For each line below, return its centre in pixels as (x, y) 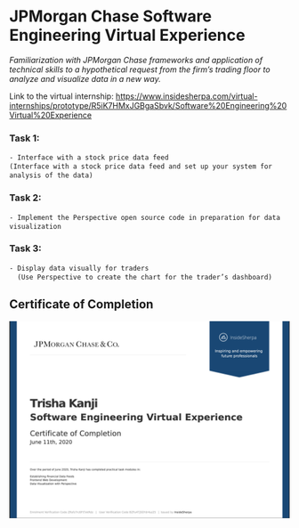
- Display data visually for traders (79, 268)
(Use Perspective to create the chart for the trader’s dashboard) (145, 277)
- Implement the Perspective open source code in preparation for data (145, 217)
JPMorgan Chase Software (110, 16)
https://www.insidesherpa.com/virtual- (186, 96)
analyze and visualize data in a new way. (85, 78)
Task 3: (25, 248)
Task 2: (25, 198)
